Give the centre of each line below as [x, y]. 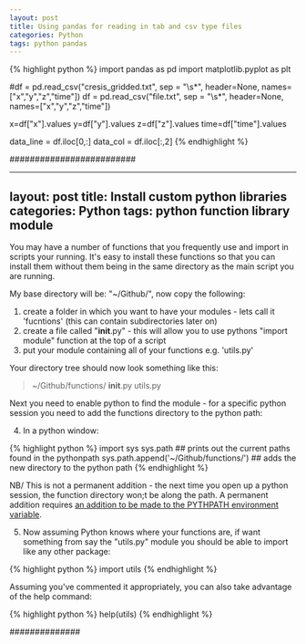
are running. [32, 276]
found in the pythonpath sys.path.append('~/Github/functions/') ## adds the [153, 458]
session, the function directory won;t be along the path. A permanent [139, 495]
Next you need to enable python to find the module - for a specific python [148, 403]
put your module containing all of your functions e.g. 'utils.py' [138, 350]
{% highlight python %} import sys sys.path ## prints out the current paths [150, 449]
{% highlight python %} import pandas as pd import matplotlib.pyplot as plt [150, 69]
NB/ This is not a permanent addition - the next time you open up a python [149, 485]
